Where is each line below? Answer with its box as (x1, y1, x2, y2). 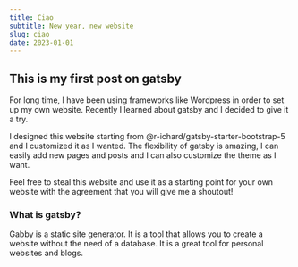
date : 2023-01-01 (9, 38, 74, 47)
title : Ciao (9, 13, 54, 22)
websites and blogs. (9, 247, 83, 259)
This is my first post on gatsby (9, 71, 182, 86)
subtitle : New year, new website (9, 21, 134, 30)
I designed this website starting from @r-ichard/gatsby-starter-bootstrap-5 (9, 131, 286, 142)
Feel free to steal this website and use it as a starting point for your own (9, 177, 274, 188)
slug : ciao (9, 29, 50, 38)
